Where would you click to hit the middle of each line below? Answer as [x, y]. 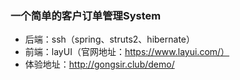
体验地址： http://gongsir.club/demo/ [99, 64]
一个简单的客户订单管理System [86, 15]
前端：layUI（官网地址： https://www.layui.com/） [127, 52]
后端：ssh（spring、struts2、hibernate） [109, 39]
